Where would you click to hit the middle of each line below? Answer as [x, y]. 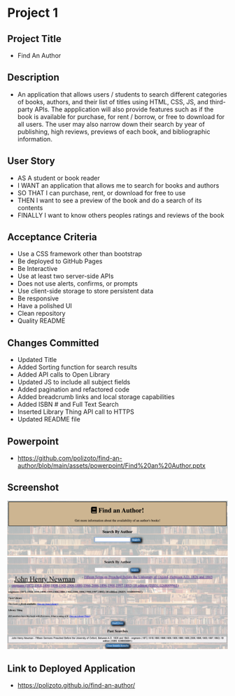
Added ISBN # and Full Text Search [68, 405]
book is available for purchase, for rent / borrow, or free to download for [121, 116]
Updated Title [37, 360]
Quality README [41, 321]
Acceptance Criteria [52, 237]
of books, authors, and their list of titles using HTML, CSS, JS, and [113, 102]
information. [35, 139]
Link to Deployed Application [71, 668]
